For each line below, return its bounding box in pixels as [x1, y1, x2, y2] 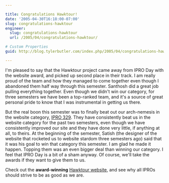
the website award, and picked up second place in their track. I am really [5, 72, 156, 78]
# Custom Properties [5, 44, 49, 49]
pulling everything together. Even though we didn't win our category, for [5, 88, 155, 95]
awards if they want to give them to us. [5, 157, 86, 163]
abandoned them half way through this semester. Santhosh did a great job [5, 83, 159, 89]
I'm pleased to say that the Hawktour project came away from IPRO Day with [5, 67, 164, 73]
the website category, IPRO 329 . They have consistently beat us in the [5, 114, 151, 120]
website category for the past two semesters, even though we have [5, 119, 145, 126]
